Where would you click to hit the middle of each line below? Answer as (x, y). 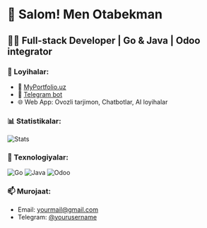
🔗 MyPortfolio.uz (42, 87)
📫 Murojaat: (29, 191)
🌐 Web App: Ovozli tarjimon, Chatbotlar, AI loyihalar (93, 102)
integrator (30, 51)
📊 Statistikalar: (34, 121)
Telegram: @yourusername (57, 217)
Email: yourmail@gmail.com (58, 209)
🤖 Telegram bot (40, 94)
